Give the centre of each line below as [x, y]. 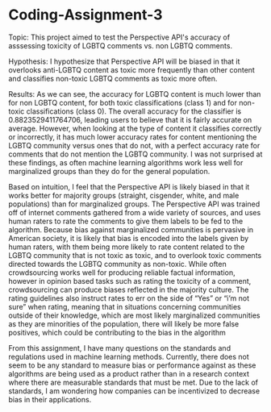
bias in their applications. [50, 399]
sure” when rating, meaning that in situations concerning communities [125, 306]
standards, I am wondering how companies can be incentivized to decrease [134, 391]
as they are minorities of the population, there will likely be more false [124, 323]
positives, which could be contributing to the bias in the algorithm [117, 332]
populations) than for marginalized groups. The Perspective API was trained [134, 204]
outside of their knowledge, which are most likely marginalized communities [134, 315]
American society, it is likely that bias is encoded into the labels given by [129, 238]
